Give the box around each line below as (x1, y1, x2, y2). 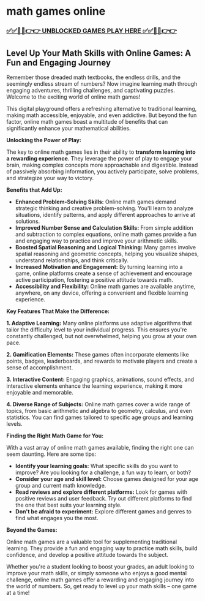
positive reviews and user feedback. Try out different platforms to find (15, 494, 192, 502)
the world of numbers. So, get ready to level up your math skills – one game (6, 582, 197, 589)
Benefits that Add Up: (6, 186, 62, 194)
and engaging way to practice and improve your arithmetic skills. (15, 237, 179, 244)
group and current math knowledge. (15, 482, 106, 489)
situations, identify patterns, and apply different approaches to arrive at (15, 211, 196, 218)
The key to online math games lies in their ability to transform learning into (6, 148, 196, 156)
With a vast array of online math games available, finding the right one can (6, 444, 194, 451)
